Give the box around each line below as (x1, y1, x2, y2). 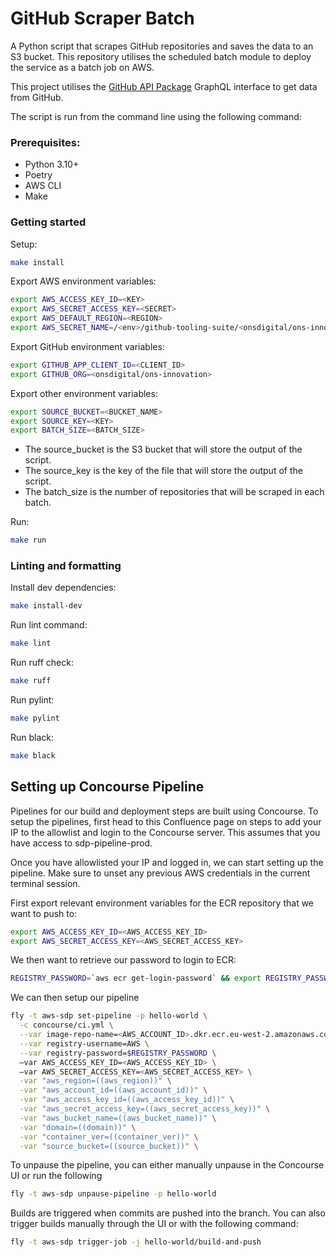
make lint (10, 638, 52, 649)
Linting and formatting (10, 559, 122, 573)
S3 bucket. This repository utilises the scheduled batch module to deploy (10, 50, 312, 62)
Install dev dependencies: (10, 582, 117, 594)
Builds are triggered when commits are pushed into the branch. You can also (10, 1207, 326, 1219)
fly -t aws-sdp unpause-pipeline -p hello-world (10, 1189, 217, 1199)
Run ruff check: (10, 657, 74, 669)
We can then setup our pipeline (10, 992, 140, 1004)
